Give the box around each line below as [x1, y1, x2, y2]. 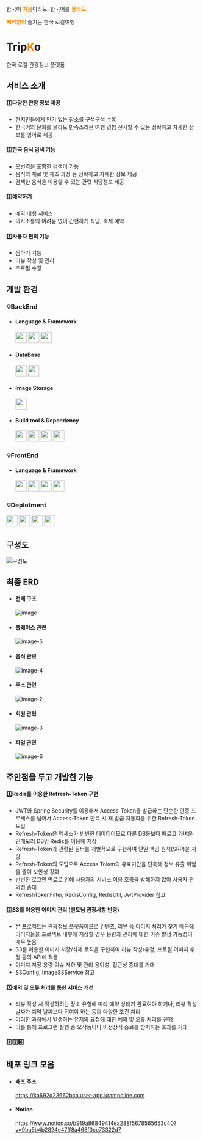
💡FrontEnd [6, 451, 38, 460]
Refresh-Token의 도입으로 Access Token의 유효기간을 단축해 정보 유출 [15, 860, 185, 868]
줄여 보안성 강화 [21, 868, 60, 875]
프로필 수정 [15, 265, 42, 272]
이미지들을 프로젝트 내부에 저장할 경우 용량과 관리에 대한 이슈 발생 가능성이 [15, 930, 193, 937]
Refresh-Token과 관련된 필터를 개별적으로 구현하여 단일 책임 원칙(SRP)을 [15, 845, 190, 852]
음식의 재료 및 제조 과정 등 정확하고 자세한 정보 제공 [15, 170, 137, 177]
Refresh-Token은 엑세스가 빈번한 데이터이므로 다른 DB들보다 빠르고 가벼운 [15, 830, 193, 837]
